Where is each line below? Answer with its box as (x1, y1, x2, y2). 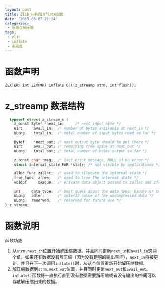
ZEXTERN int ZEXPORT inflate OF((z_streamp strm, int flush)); (5, 83, 137, 88)
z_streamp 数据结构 (5, 100, 85, 112)
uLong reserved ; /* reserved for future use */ (14, 198, 121, 203)
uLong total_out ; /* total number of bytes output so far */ (14, 148, 147, 153)
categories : (5, 21, 29, 26)
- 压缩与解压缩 (7, 25, 34, 30)
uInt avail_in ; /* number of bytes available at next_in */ (14, 126, 150, 131)
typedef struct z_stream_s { (9, 117, 69, 122)
